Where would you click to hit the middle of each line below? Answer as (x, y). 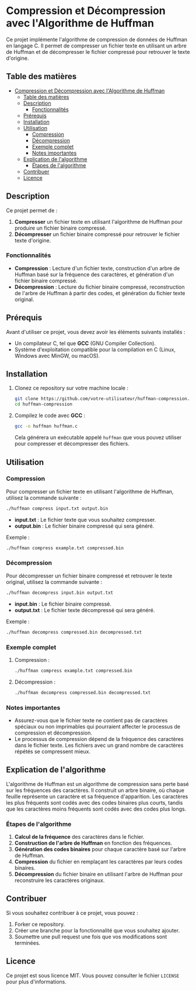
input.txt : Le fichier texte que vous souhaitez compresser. (85, 520)
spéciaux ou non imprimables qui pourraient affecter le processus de (97, 726)
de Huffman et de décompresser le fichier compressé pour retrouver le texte (98, 52)
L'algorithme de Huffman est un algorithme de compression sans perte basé (98, 784)
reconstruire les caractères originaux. (60, 880)
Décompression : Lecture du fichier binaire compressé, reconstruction (99, 287)
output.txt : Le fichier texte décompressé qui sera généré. (85, 610)
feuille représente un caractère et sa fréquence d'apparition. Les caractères (97, 796)
